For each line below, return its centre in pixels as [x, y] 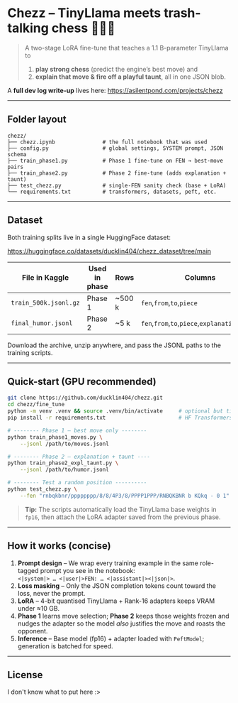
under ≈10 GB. [39, 608]
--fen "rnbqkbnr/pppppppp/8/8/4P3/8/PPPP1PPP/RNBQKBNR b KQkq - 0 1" [125, 496]
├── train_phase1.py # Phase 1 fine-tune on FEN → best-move [115, 160]
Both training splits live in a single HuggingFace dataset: [89, 237]
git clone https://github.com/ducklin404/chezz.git [85, 398]
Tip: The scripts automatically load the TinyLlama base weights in [121, 509]
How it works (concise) [59, 546]
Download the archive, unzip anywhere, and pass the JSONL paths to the [114, 345]
